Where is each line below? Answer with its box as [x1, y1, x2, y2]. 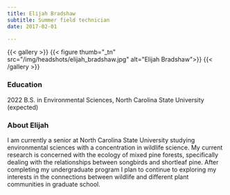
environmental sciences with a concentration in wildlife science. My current [7, 143, 223, 151]
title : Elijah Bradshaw [7, 10, 76, 17]
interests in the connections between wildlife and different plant [7, 172, 189, 180]
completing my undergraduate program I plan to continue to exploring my [7, 165, 217, 174]
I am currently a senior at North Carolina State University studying [7, 136, 195, 144]
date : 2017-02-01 [7, 23, 57, 30]
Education [7, 80, 43, 90]
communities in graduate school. [7, 180, 100, 188]
